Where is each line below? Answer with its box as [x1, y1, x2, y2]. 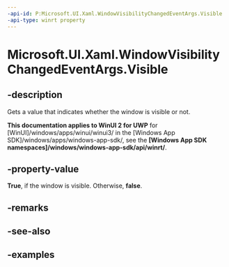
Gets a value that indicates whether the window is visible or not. [7, 107, 191, 115]
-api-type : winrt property [7, 17, 86, 24]
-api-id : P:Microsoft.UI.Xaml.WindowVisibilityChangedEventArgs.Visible [7, 10, 223, 17]
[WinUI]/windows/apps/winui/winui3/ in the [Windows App [7, 128, 175, 136]
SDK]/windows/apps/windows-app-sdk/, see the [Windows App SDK [7, 136, 207, 144]
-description [7, 89, 63, 101]
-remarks [7, 202, 49, 213]
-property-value [7, 163, 79, 175]
